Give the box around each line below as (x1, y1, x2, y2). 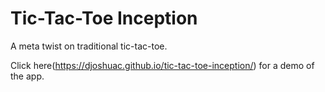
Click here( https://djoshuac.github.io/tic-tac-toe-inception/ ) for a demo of (10, 59, 315, 71)
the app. (10, 70, 45, 82)
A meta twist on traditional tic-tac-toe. (10, 40, 168, 52)
